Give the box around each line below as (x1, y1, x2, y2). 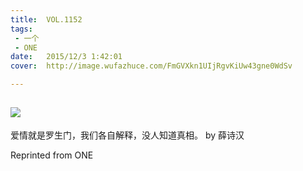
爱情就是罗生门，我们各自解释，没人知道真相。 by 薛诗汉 (10, 129, 245, 141)
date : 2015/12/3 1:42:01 (10, 52, 123, 62)
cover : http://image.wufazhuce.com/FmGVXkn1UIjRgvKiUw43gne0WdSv (10, 61, 293, 71)
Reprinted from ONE (10, 149, 94, 161)
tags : (10, 24, 33, 34)
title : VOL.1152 (10, 14, 83, 25)
